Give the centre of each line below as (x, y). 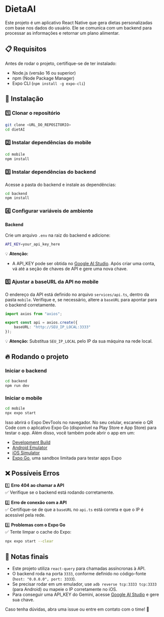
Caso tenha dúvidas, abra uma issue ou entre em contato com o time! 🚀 (77, 609)
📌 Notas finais (27, 556)
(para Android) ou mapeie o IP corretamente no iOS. (65, 590)
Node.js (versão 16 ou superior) (44, 73)
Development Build (31, 442)
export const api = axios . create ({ (41, 322)
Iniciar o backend (26, 371)
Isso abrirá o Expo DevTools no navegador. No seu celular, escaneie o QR (79, 422)
